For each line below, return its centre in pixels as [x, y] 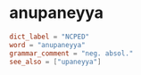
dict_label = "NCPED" [50, 37]
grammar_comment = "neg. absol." [71, 53]
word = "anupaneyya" [48, 45]
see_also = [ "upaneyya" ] [55, 62]
